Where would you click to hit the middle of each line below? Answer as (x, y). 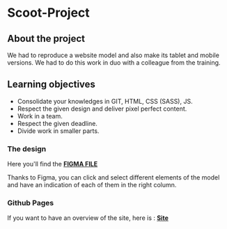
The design (27, 149)
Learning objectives (52, 85)
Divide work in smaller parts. (58, 131)
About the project (46, 39)
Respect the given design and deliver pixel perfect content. (102, 109)
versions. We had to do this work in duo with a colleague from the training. (114, 63)
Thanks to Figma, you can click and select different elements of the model (113, 177)
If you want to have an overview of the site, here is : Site (88, 218)
